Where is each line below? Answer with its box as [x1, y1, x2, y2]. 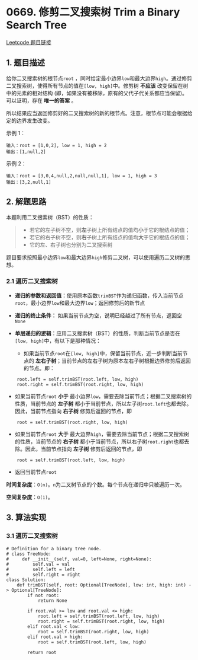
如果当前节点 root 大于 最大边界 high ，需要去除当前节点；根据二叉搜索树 [14, 431, 189, 438]
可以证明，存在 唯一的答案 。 [6, 97, 77, 104]
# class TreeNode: [6, 551, 51, 557]
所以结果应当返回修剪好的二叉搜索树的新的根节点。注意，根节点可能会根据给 [6, 109, 193, 116]
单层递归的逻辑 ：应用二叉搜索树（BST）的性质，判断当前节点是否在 [14, 330, 180, 337]
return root [27, 649, 57, 655]
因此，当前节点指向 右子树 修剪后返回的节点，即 [14, 407, 132, 415]
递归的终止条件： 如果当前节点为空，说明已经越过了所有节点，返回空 [14, 312, 182, 319]
